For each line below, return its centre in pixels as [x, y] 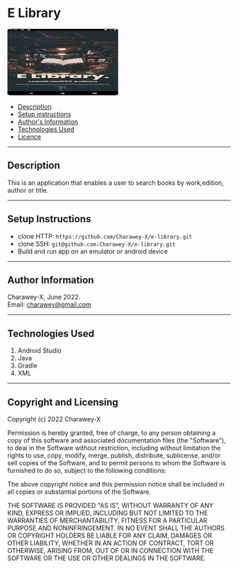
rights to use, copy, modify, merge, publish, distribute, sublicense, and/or [114, 455]
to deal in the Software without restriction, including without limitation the [114, 448]
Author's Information [48, 121]
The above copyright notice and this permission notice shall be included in [116, 484]
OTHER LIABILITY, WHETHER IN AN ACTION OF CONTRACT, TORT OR [110, 543]
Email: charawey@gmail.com [50, 305]
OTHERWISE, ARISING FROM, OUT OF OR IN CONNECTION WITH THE [110, 551]
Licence [29, 137]
